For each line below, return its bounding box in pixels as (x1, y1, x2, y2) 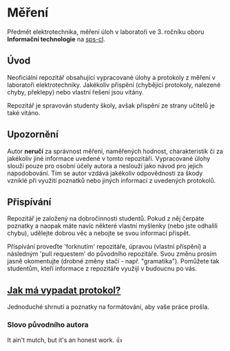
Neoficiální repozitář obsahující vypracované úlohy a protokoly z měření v (7, 73, 216, 81)
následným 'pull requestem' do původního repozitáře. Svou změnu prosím (7, 250, 217, 258)
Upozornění (7, 129, 59, 141)
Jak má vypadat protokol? (7, 284, 121, 296)
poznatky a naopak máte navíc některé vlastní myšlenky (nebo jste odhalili (7, 222, 218, 230)
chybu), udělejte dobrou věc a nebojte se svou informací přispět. (7, 229, 191, 237)
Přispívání (7, 196, 52, 208)
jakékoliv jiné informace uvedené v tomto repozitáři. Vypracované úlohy (7, 154, 211, 163)
